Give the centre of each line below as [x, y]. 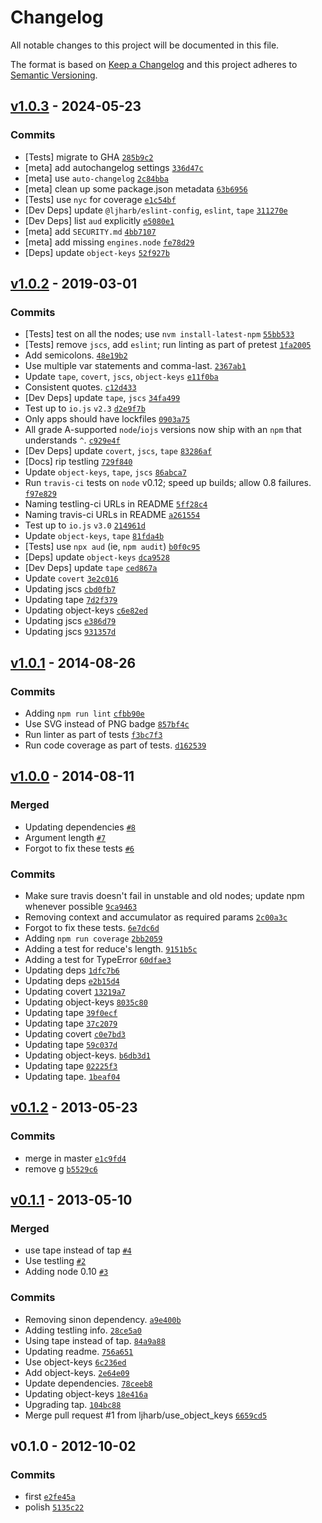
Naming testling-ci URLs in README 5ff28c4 [116, 504]
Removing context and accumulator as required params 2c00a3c [156, 917]
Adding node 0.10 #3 [66, 1272]
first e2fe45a [50, 1497]
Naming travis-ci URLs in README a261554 [112, 515]
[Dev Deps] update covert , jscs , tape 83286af [118, 451]
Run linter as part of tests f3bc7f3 [93, 734]
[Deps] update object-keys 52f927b [97, 252]
